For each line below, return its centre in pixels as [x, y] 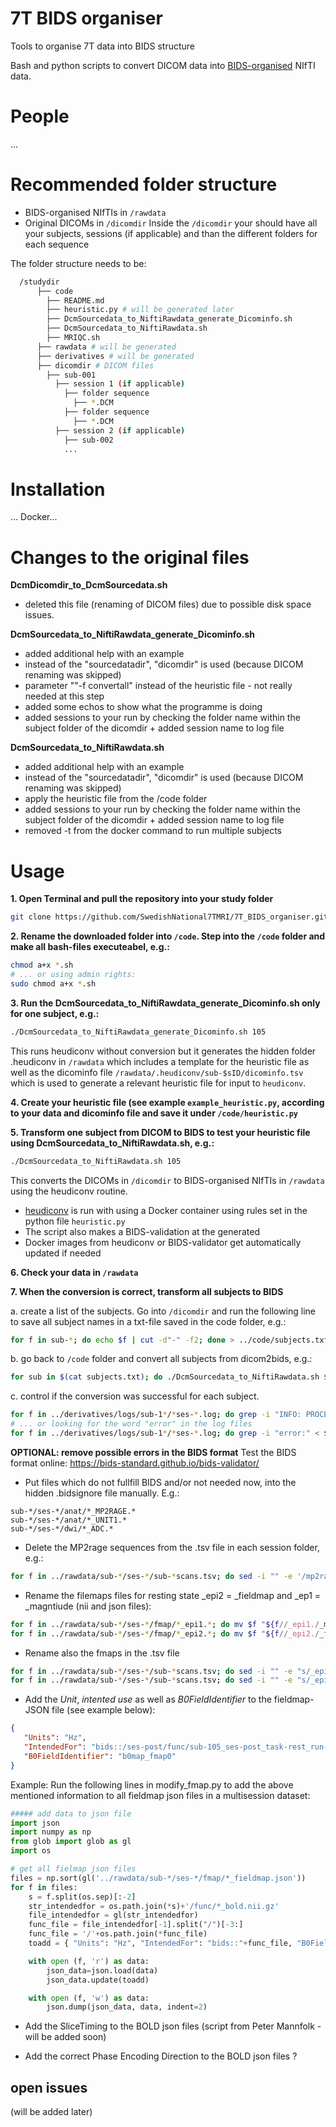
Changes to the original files [130, 557]
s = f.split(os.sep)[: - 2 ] [82, 1897]
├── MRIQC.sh [73, 338]
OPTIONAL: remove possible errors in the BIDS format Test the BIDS [153, 1452]
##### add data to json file [71, 1813]
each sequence [57, 244]
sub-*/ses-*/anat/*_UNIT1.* [69, 1520]
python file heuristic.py [75, 1221]
